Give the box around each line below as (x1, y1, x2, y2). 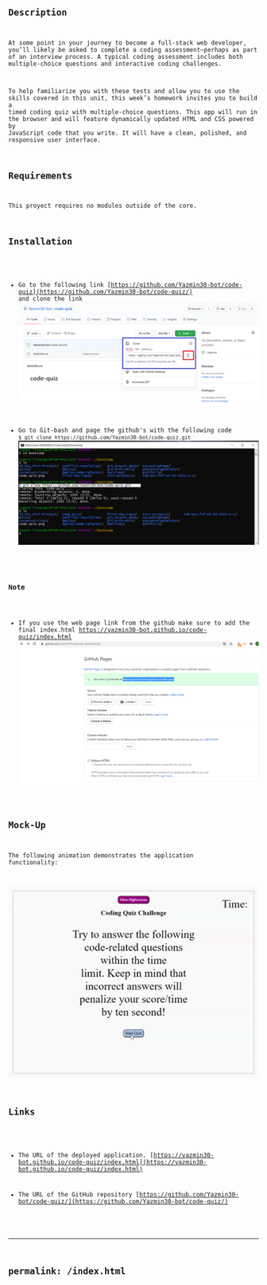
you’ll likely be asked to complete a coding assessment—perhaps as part (8, 45, 258, 53)
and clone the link (18, 295, 83, 303)
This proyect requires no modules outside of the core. (8, 202, 197, 210)
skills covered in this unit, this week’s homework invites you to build (8, 94, 258, 102)
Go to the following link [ (18, 280, 111, 288)
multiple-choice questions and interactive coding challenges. (8, 60, 222, 68)
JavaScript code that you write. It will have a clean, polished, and (8, 129, 247, 137)
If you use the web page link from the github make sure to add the (18, 619, 250, 627)
